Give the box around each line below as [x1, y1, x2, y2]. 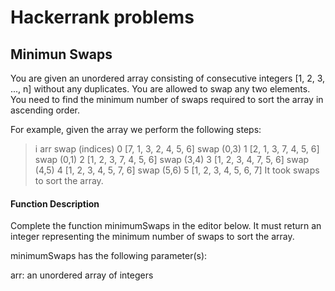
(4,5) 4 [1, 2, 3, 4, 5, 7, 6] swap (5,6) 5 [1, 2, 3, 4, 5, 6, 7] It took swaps [34, 164, 320, 176]
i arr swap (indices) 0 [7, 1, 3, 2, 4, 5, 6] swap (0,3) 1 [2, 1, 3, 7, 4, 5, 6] [34, 143, 320, 155]
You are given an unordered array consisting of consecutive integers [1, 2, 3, [10, 72, 326, 84]
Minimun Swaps [10, 46, 113, 63]
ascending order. [10, 104, 81, 116]
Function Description [10, 197, 100, 210]
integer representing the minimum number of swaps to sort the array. [10, 231, 295, 243]
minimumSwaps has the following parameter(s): [10, 250, 208, 262]
